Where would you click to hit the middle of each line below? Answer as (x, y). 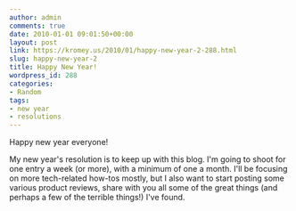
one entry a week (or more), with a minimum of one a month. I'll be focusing (148, 169)
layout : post (33, 42)
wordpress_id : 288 (43, 76)
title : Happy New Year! (53, 68)
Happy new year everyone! (59, 142)
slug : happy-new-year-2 (53, 59)
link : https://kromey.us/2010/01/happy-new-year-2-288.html (123, 51)
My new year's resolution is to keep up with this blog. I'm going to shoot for (148, 159)
